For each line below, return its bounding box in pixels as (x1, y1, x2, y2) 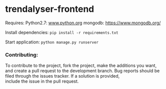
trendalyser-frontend (5, 3, 94, 15)
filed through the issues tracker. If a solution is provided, (5, 73, 120, 79)
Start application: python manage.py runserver (5, 39, 99, 45)
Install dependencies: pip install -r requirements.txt (5, 29, 119, 35)
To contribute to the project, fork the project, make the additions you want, (5, 63, 157, 69)
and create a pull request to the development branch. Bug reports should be (5, 68, 160, 74)
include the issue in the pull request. (5, 78, 79, 85)
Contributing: (5, 51, 39, 58)
